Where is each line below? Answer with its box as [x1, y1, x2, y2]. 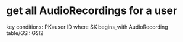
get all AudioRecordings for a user [6, 4, 178, 17]
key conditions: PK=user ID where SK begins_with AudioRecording [6, 23, 168, 30]
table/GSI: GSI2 [6, 29, 44, 36]
